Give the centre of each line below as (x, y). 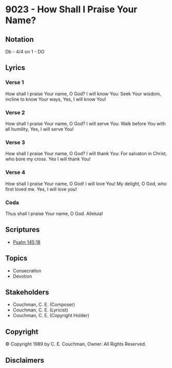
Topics (16, 258)
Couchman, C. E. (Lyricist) (40, 310)
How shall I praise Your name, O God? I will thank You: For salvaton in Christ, (86, 154)
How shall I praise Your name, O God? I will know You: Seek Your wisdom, (83, 94)
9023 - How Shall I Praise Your (71, 10)
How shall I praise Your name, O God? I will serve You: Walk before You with (85, 123)
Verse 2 (15, 113)
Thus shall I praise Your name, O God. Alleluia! (54, 213)
